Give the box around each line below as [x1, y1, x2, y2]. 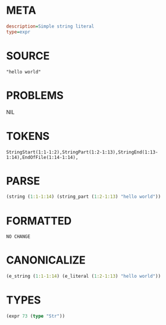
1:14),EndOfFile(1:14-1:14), [6, 154, 79, 160]
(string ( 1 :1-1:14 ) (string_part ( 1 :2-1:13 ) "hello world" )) [6, 194, 161, 200]
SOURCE [6, 49, 50, 63]
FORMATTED [6, 214, 72, 228]
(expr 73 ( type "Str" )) [6, 313, 65, 319]
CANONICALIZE [6, 253, 86, 267]
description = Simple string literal [6, 23, 95, 29]
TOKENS [6, 129, 50, 143]
